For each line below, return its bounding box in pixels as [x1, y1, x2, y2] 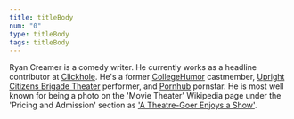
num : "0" [9, 21, 42, 30]
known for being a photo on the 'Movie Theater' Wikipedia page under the [9, 91, 282, 101]
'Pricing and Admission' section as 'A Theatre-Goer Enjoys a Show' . [9, 99, 257, 111]
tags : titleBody [9, 37, 69, 47]
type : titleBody [9, 29, 69, 38]
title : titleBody [9, 12, 74, 22]
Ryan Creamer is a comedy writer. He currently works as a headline [9, 62, 257, 73]
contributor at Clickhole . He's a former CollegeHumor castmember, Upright [9, 72, 285, 83]
